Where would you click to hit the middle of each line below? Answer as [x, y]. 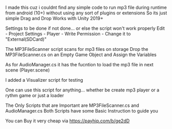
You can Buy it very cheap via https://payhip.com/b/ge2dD [68, 121]
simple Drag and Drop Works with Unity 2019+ [54, 18]
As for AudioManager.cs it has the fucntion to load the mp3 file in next [80, 64]
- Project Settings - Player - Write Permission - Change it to [68, 34]
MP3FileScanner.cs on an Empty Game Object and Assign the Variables [81, 54]
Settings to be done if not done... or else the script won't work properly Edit [85, 28]
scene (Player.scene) [28, 70]
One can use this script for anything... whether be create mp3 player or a [82, 90]
